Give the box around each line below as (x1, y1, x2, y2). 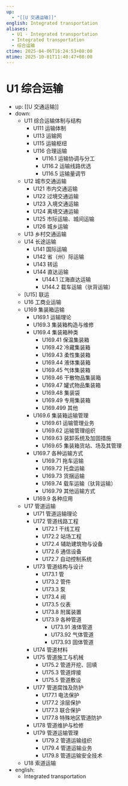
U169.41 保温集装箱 (41, 336, 90, 343)
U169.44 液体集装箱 (41, 359, 91, 366)
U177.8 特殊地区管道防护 (41, 714, 102, 721)
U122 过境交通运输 (32, 192, 79, 200)
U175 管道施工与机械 (32, 654, 84, 661)
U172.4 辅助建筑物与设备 (41, 540, 103, 547)
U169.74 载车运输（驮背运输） (41, 479, 117, 487)
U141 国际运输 (32, 245, 67, 253)
